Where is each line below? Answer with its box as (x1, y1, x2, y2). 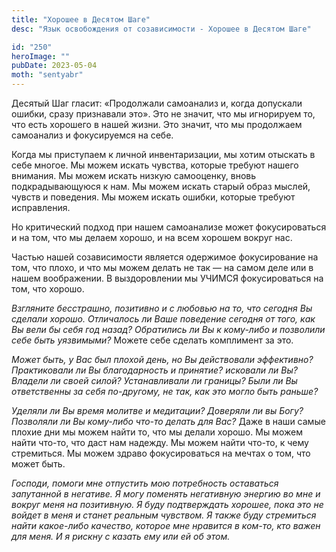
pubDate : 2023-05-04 (11, 61, 98, 71)
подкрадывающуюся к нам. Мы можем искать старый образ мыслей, (11, 181, 311, 192)
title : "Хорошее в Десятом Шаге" (11, 14, 151, 25)
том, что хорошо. (11, 283, 85, 295)
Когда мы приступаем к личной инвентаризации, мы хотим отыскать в (11, 149, 316, 160)
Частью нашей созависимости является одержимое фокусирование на (11, 251, 319, 263)
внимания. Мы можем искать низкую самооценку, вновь (11, 170, 257, 181)
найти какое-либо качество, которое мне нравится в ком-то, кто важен (11, 520, 321, 531)
